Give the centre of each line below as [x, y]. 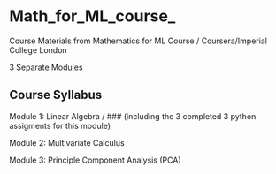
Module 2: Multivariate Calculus [67, 142]
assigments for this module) [60, 125]
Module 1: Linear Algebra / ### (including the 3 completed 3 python [133, 116]
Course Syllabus [56, 95]
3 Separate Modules [46, 67]
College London [38, 49]
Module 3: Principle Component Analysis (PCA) [95, 160]
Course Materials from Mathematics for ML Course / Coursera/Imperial [138, 41]
